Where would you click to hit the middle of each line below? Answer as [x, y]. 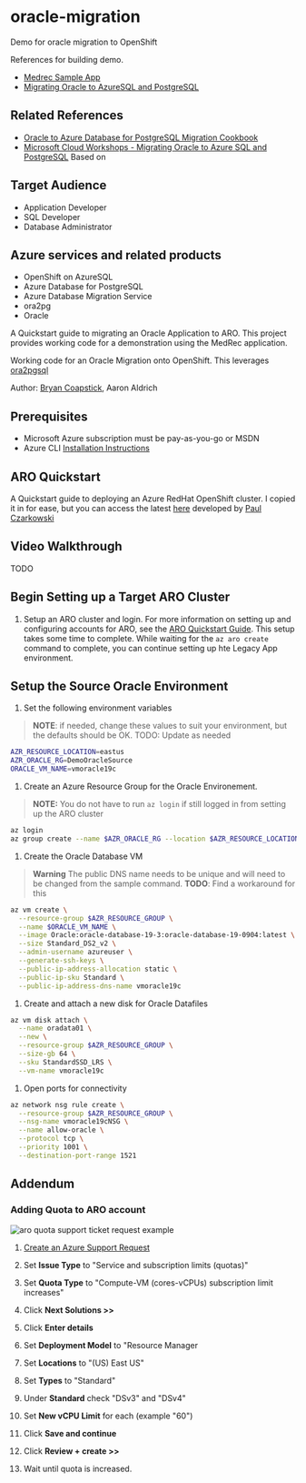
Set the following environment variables [98, 708]
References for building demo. [67, 59]
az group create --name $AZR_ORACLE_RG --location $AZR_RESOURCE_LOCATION [155, 839]
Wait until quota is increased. [78, 1468]
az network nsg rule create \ [68, 1105]
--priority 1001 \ [54, 1147]
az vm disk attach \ [49, 1020]
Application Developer [65, 207]
